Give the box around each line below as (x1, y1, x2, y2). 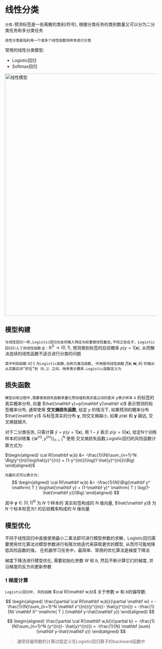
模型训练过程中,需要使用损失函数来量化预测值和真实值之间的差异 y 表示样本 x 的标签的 (5, 395, 154, 400)
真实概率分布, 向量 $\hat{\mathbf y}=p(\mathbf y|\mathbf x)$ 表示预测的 (5, 401, 149, 407)
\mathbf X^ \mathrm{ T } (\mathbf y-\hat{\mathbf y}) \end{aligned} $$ (15, 609, 155, 615)
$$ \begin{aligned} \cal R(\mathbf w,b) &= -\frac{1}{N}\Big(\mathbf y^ (12, 479, 150, 485)
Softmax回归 (12, 63, 38, 69)
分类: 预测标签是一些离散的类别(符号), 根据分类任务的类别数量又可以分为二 (5, 21, 151, 27)
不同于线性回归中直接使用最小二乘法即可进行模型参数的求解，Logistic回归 (5, 535, 152, 541)
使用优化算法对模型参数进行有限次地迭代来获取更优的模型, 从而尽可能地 (9, 541, 151, 547)
